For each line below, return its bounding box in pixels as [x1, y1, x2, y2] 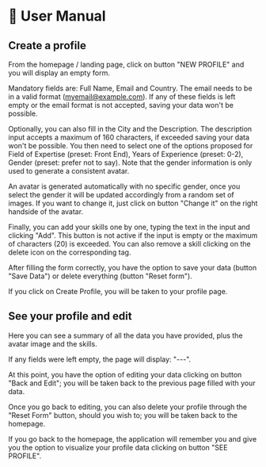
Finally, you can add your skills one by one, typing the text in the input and [8, 222, 251, 232]
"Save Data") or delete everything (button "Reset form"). [8, 271, 192, 281]
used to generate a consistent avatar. [8, 167, 130, 175]
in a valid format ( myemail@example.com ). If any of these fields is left [8, 92, 236, 101]
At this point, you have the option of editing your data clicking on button [8, 369, 242, 379]
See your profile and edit [8, 309, 132, 323]
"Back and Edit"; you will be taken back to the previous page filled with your [8, 378, 256, 388]
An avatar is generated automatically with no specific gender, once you [8, 182, 241, 191]
